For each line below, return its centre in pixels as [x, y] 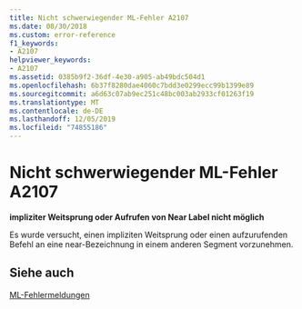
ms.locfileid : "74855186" [58, 128]
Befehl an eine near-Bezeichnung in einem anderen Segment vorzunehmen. [151, 244]
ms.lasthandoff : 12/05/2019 [63, 119]
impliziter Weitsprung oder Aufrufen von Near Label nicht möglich [137, 217]
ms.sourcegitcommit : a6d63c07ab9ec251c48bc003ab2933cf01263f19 [132, 94]
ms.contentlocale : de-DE [56, 111]
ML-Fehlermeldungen [50, 294]
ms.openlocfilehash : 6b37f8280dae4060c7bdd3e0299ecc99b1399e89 [132, 85]
